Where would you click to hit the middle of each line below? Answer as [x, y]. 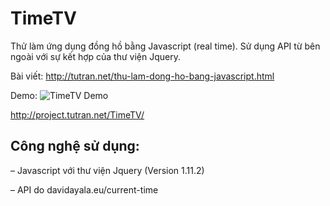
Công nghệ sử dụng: [75, 146]
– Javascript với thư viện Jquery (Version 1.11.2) [107, 170]
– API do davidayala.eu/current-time [84, 189]
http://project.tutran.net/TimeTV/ [77, 114]
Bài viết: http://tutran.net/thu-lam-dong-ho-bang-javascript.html [142, 76]
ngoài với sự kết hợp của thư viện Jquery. [96, 56]
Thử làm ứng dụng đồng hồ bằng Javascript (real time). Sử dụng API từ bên [165, 46]
